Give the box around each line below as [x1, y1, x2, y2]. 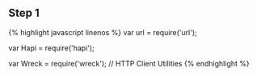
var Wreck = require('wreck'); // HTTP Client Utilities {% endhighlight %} [8, 58, 250, 68]
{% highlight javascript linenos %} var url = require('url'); [8, 27, 197, 37]
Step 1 [8, 6, 40, 20]
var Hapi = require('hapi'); [8, 43, 95, 53]
